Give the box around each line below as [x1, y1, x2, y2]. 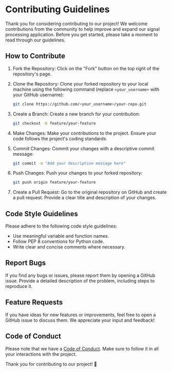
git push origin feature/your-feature [12, 180, 96, 185]
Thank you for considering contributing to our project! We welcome [5, 20, 148, 27]
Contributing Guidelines [5, 4, 110, 15]
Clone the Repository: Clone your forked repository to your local [12, 80, 149, 87]
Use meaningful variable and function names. [12, 233, 109, 239]
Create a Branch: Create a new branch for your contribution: [12, 111, 140, 117]
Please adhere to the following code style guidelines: [5, 223, 117, 229]
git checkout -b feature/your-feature [12, 120, 96, 126]
